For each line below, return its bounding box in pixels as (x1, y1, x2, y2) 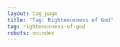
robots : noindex (7, 29, 54, 37)
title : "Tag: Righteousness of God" (7, 17, 114, 23)
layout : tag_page (7, 10, 58, 17)
